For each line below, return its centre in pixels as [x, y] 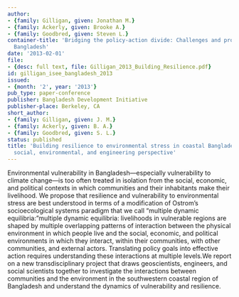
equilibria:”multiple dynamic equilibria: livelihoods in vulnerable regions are [117, 218]
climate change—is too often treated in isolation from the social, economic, [117, 180]
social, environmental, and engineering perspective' [95, 153]
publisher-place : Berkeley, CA [54, 107]
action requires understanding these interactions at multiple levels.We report [119, 256]
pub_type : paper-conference [49, 93]
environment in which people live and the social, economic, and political [113, 233]
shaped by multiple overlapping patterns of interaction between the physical [119, 226]
